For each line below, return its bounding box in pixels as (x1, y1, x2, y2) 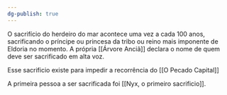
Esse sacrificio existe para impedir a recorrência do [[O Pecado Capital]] (7, 65, 220, 74)
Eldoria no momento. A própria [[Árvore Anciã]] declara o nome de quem (7, 44, 221, 53)
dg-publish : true (7, 10, 59, 18)
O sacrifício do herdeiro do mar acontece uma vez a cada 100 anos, (7, 30, 206, 38)
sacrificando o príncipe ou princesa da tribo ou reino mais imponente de (7, 37, 218, 46)
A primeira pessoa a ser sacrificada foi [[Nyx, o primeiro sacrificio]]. (7, 79, 206, 88)
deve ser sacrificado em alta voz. (7, 52, 105, 61)
